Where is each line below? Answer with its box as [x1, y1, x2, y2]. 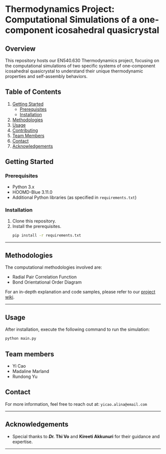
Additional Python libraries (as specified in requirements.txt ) [12, 194, 137, 200]
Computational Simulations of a [5, 14, 137, 25]
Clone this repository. [12, 218, 56, 224]
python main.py [5, 336, 37, 341]
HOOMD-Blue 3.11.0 [12, 189, 53, 195]
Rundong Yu [12, 374, 38, 379]
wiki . [5, 294, 15, 300]
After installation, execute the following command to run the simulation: [5, 326, 150, 332]
